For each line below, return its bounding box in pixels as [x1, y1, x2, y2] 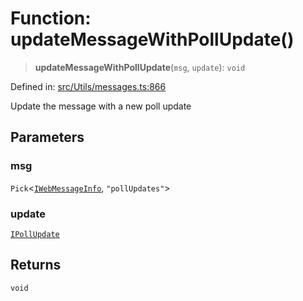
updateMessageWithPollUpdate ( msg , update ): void [34, 61, 246, 73]
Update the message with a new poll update [10, 100, 192, 112]
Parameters [10, 129, 85, 146]
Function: [10, 7, 92, 30]
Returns [10, 257, 62, 274]
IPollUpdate [10, 229, 60, 239]
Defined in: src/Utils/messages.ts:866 [10, 80, 167, 92]
